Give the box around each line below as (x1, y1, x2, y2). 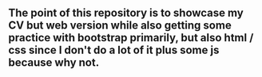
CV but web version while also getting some (8, 19, 232, 33)
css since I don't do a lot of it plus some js (8, 44, 220, 57)
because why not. (8, 56, 100, 70)
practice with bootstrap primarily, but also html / (8, 31, 254, 44)
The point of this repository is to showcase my (8, 6, 244, 20)
